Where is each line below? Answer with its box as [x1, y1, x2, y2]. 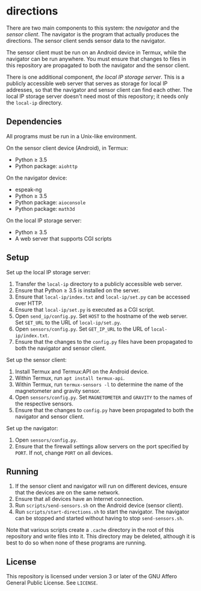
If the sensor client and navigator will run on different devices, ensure [14, 482, 188, 490]
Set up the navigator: [6, 424, 58, 431]
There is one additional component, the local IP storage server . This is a [6, 73, 185, 80]
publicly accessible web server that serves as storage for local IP [6, 80, 168, 87]
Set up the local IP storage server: [6, 268, 91, 276]
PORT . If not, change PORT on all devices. [14, 449, 113, 456]
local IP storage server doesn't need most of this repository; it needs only [6, 92, 188, 100]
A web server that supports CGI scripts [14, 234, 112, 242]
